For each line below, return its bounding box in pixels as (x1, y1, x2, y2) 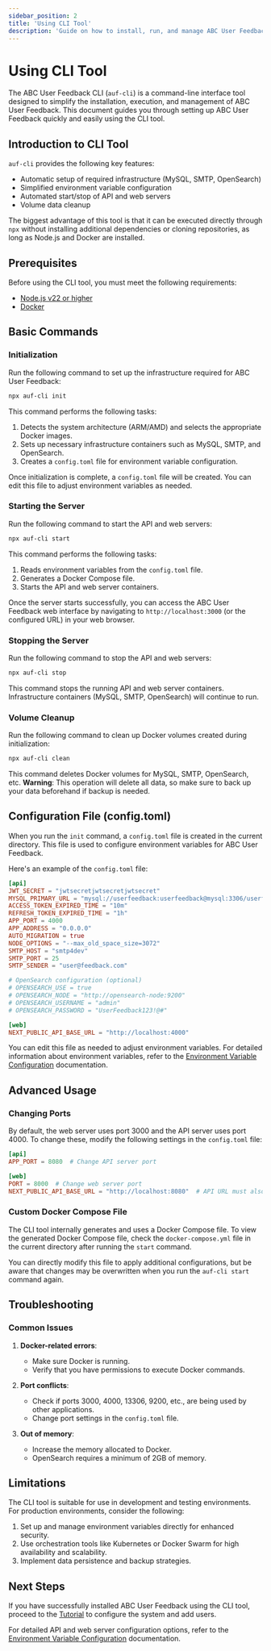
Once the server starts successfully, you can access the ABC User (8, 598, 230, 607)
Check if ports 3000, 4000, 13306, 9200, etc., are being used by (31, 1396, 248, 1406)
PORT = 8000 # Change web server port (8, 1179, 143, 1188)
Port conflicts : (19, 1380, 69, 1390)
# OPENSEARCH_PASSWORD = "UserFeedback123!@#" (8, 1006, 168, 1015)
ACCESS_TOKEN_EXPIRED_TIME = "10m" (8, 902, 128, 910)
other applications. (31, 1404, 95, 1414)
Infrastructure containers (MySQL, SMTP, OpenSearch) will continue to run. (8, 691, 260, 702)
